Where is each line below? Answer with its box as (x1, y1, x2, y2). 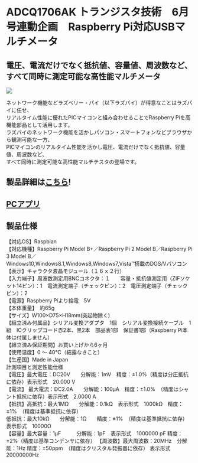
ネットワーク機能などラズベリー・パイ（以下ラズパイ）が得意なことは (6, 99, 177, 106)
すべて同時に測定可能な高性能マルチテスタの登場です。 (6, 158, 140, 165)
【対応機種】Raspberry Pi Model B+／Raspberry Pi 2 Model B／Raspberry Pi (6, 245, 193, 252)
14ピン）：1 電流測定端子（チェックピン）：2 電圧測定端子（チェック (16, 282, 188, 289)
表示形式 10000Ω (6, 422, 51, 429)
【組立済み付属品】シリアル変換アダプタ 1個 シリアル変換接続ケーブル (6, 319, 184, 326)
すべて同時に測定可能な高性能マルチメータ (6, 71, 161, 81)
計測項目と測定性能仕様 (6, 363, 63, 370)
